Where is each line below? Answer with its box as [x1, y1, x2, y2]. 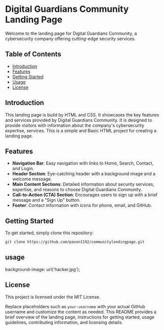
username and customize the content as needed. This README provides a [5, 309, 157, 315]
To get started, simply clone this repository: [5, 230, 94, 236]
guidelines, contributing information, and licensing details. [5, 319, 123, 325]
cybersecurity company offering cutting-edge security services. [5, 36, 136, 42]
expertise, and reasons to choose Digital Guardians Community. [12, 187, 142, 193]
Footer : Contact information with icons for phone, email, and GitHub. [12, 202, 152, 209]
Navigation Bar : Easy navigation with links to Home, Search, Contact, [12, 160, 154, 166]
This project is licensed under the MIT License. [5, 294, 101, 300]
